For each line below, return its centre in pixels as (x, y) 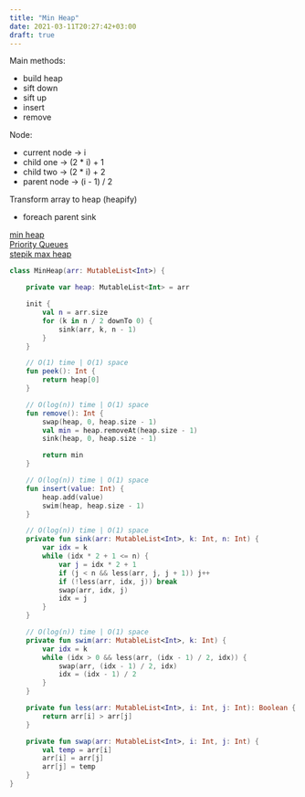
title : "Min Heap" (44, 18)
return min (63, 456)
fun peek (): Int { (61, 372)
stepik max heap (41, 254)
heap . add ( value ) (73, 497)
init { (38, 304)
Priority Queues (39, 245)
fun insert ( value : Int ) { (75, 488)
